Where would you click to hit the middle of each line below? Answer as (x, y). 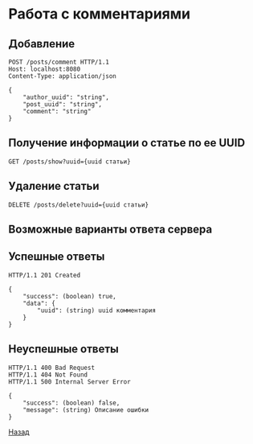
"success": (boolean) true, (69, 296)
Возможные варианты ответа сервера (110, 230)
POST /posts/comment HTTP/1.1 (59, 62)
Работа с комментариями (100, 14)
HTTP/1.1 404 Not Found (48, 375)
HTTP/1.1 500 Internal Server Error (69, 382)
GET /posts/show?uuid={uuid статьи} (69, 162)
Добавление (42, 44)
